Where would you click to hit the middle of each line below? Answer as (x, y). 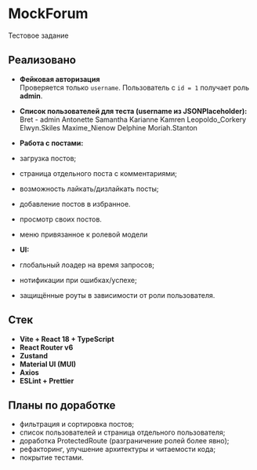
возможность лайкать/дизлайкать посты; (89, 189)
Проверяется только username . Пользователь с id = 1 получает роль (134, 87)
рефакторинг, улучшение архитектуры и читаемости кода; (118, 450)
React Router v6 (46, 347)
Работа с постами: (51, 143)
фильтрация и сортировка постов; (77, 424)
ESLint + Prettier (47, 380)
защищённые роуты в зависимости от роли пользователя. (117, 295)
